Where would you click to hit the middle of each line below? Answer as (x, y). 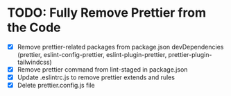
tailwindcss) (34, 62)
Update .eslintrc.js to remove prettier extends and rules (96, 77)
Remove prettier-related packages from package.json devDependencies (120, 47)
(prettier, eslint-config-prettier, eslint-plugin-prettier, (92, 55)
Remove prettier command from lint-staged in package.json (102, 70)
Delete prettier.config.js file (56, 86)
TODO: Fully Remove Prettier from (107, 13)
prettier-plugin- (190, 55)
